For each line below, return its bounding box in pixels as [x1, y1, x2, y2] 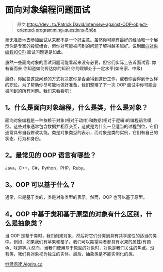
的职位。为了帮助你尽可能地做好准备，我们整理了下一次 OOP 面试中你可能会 [5, 82, 157, 87]
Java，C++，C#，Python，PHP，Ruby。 [5, 165, 88, 170]
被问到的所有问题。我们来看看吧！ [5, 88, 73, 94]
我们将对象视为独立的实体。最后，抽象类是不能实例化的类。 [17, 251, 137, 257]
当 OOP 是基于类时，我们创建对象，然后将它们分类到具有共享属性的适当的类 [5, 233, 157, 238]
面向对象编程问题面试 [5, 4, 91, 16]
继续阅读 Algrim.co [5, 261, 43, 267]
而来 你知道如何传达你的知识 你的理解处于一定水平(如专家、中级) [13, 65, 143, 71]
